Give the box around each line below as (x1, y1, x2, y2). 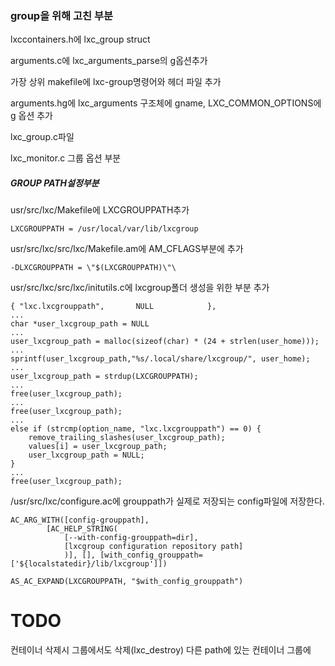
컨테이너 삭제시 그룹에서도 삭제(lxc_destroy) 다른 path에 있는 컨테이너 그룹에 (10, 644, 312, 656)
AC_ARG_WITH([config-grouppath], (10, 515, 150, 526)
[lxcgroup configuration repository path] (63, 542, 244, 552)
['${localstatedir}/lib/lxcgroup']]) (10, 559, 168, 569)
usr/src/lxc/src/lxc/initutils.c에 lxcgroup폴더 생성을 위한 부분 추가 (10, 282, 270, 294)
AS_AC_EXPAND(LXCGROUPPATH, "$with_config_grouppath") (10, 577, 244, 587)
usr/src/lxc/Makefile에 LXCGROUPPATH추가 (10, 204, 190, 216)
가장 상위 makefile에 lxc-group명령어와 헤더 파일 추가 (10, 76, 222, 88)
